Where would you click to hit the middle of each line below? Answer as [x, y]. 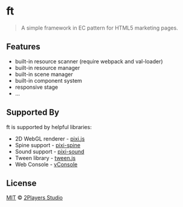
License [21, 183]
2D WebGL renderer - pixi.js [50, 139]
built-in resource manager [47, 68]
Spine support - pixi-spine [47, 145]
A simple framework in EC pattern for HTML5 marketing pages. [99, 28]
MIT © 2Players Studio [35, 198]
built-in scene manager [44, 74]
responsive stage [37, 87]
